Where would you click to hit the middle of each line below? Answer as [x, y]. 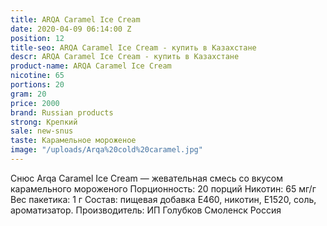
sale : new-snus [42, 131]
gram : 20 [28, 94]
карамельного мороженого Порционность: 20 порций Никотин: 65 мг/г [163, 188]
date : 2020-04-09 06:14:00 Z [71, 29]
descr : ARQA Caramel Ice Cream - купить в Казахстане [125, 57]
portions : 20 [37, 85]
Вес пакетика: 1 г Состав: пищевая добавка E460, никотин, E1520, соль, [163, 199]
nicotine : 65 [37, 76]
